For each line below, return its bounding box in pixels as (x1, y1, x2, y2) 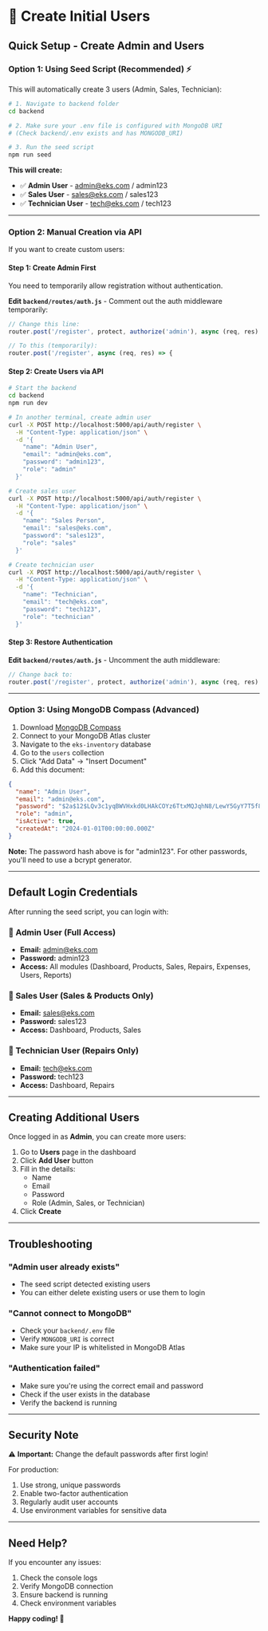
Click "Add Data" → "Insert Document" (19, 756, 148, 766)
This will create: (8, 165, 62, 175)
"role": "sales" (22, 538, 77, 547)
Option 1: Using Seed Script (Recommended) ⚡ (8, 63, 192, 74)
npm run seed (8, 151, 52, 159)
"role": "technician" (22, 613, 94, 620)
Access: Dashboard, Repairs (19, 1080, 115, 1089)
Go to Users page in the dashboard (19, 1148, 136, 1157)
